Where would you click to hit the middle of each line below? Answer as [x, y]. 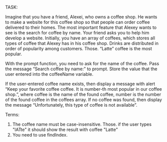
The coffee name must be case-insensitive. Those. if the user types [82, 124]
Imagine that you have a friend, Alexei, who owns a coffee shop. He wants [81, 17]
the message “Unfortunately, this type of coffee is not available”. [71, 105]
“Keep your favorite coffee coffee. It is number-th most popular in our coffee [83, 89]
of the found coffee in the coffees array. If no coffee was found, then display [83, 100]
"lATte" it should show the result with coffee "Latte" [65, 130]
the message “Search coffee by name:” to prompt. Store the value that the [81, 69]
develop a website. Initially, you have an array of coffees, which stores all [80, 38]
